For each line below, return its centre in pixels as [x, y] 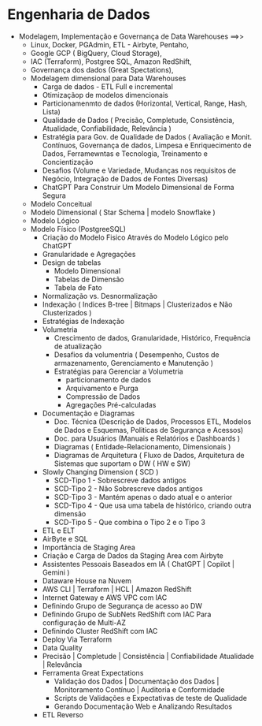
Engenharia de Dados [79, 15]
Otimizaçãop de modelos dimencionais [105, 95]
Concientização [68, 162]
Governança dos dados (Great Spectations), [102, 69]
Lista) [51, 111]
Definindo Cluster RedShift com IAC [100, 631]
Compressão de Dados [103, 397]
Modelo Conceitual [61, 203]
